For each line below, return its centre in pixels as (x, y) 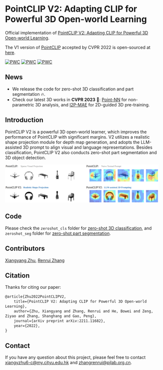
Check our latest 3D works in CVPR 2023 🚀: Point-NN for (70, 99)
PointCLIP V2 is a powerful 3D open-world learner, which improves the (76, 132)
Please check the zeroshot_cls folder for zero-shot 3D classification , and (78, 228)
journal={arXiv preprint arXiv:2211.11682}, (60, 321)
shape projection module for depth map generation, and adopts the (72, 142)
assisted (13, 147)
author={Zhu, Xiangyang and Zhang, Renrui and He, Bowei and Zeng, (83, 311)
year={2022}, (27, 326)
